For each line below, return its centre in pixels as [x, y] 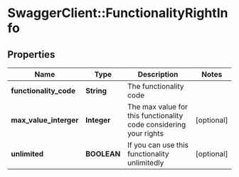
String [96, 91]
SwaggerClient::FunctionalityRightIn [118, 13]
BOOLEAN [103, 154]
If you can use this [158, 145]
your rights [145, 133]
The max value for [158, 107]
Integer [98, 120]
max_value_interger [45, 120]
